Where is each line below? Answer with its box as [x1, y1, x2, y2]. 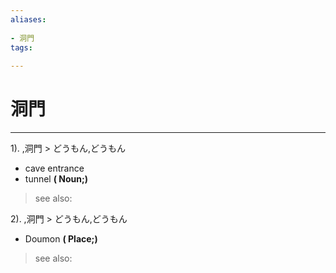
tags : [10, 42, 33, 53]
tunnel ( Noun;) [24, 173, 89, 185]
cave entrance [24, 162, 85, 175]
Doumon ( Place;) [24, 233, 98, 245]
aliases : [10, 14, 47, 25]
